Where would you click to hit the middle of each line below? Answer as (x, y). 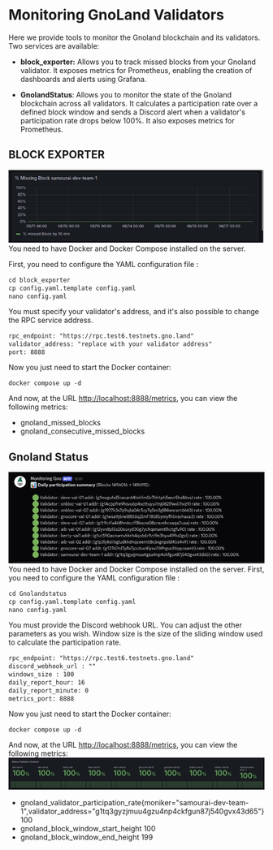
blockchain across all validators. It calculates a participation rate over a (139, 103)
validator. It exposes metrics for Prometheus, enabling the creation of (136, 70)
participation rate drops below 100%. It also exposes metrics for (128, 120)
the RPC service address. (51, 320)
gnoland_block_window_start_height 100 (88, 828)
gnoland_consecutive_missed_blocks (82, 431)
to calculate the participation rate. (65, 642)
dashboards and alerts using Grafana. (83, 79)
